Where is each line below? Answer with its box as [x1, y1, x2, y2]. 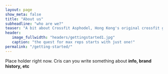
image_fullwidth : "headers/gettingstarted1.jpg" [11, 35, 115, 40]
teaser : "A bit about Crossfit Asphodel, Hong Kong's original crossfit [5, 26, 160, 31]
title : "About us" [5, 16, 43, 21]
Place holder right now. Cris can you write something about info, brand [5, 58, 151, 64]
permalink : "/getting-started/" [5, 44, 72, 49]
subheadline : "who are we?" [5, 21, 64, 26]
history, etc [5, 63, 29, 69]
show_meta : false [5, 12, 41, 17]
